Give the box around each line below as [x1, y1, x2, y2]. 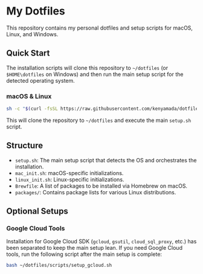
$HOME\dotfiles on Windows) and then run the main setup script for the [6, 71, 184, 78]
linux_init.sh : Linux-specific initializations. [14, 176, 124, 183]
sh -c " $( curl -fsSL [6, 106, 59, 112]
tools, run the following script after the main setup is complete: [6, 250, 162, 258]
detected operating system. [6, 77, 76, 84]
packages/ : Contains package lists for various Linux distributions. [14, 188, 176, 196]
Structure [6, 141, 43, 151]
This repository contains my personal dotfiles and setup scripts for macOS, [6, 24, 193, 31]
